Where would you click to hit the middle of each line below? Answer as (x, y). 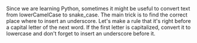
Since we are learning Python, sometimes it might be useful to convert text (98, 9)
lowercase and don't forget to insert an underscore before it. (81, 34)
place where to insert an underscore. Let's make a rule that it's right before (99, 21)
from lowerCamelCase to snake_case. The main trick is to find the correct (97, 15)
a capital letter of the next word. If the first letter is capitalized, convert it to (99, 27)
